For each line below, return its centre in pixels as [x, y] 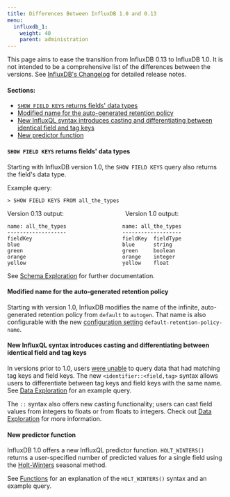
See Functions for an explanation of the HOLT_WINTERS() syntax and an [107, 479]
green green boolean [91, 251]
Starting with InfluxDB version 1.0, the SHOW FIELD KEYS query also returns [112, 167]
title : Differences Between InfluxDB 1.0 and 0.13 [82, 14]
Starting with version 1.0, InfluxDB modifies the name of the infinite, [104, 307]
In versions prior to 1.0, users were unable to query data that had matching [114, 368]
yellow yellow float [88, 263]
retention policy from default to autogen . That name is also [122, 314]
